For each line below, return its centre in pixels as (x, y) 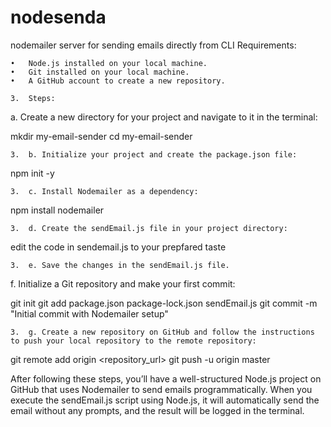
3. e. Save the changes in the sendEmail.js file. (120, 265)
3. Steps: (33, 98)
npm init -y (32, 173)
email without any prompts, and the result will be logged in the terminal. (157, 410)
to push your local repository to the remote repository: (133, 341)
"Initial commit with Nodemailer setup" (89, 313)
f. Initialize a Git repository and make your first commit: (123, 283)
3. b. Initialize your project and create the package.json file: (154, 154)
